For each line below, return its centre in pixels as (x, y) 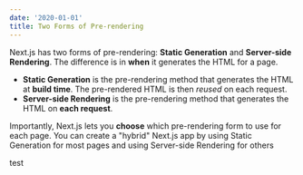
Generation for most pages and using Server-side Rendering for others (142, 145)
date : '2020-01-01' (46, 18)
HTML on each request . (68, 108)
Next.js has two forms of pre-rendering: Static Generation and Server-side (151, 52)
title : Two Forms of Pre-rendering (77, 26)
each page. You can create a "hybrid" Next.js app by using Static (131, 135)
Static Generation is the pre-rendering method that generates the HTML (158, 79)
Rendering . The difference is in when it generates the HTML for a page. (144, 62)
